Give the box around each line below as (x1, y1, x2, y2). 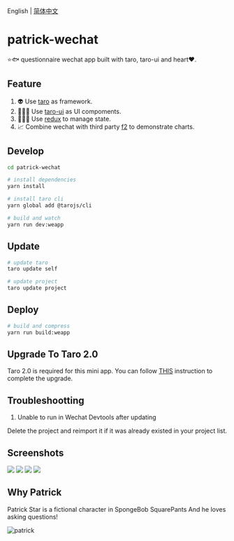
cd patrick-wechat (7, 164, 61, 171)
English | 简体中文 (7, 7, 59, 15)
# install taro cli (7, 196, 64, 203)
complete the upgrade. (7, 374, 73, 383)
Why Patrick (7, 486, 62, 498)
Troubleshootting (7, 394, 85, 406)
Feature (7, 78, 42, 90)
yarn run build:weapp (7, 329, 71, 336)
